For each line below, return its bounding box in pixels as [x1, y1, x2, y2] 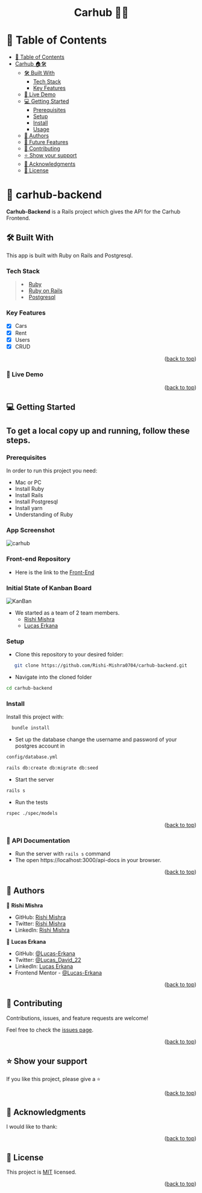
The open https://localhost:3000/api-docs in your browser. [14, 857, 162, 863]
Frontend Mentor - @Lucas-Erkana [14, 969, 103, 976]
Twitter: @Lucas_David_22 [14, 956, 81, 963]
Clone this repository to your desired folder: [14, 651, 124, 658]
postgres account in [14, 742, 65, 750]
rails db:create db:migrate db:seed [6, 765, 98, 771]
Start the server [14, 776, 54, 783]
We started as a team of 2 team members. [14, 609, 120, 616]
